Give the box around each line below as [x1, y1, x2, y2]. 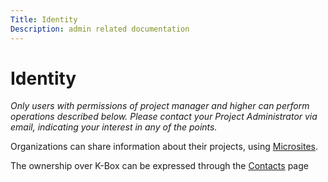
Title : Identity [10, 14, 78, 25]
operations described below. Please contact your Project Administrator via [10, 111, 318, 123]
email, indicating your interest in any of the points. [10, 121, 218, 133]
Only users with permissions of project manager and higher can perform [10, 100, 310, 112]
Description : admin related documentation [10, 24, 190, 34]
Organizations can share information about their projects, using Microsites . [10, 141, 319, 153]
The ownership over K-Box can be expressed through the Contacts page [10, 160, 309, 172]
